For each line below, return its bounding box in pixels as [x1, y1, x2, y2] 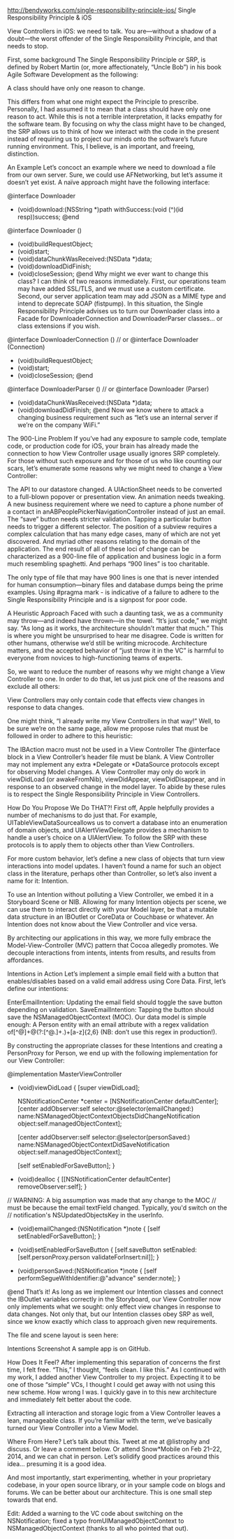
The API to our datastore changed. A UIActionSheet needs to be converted [7, 485, 222, 493]
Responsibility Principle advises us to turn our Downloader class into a [17, 307, 220, 315]
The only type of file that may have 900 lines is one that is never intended [7, 573, 219, 581]
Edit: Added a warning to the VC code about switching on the [7, 1510, 184, 1517]
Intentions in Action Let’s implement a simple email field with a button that [7, 970, 219, 978]
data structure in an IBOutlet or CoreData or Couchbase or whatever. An [7, 912, 214, 921]
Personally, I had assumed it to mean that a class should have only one [7, 105, 211, 113]
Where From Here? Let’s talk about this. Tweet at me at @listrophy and [7, 1437, 210, 1446]
